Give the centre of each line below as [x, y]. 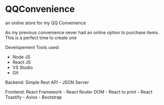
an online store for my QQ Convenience [45, 23]
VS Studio [23, 67]
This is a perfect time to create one [41, 38]
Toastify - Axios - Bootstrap [34, 97]
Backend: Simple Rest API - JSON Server [47, 82]
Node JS [21, 57]
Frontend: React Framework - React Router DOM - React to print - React [79, 92]
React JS [22, 62]
